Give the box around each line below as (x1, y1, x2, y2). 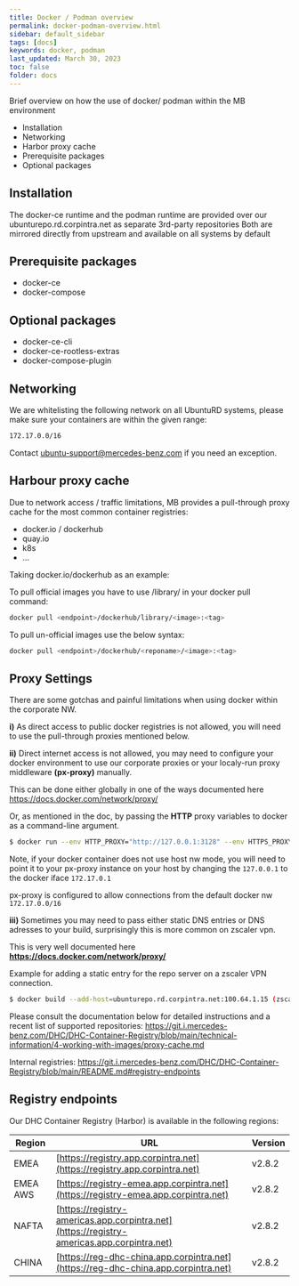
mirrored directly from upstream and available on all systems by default (9, 228, 271, 239)
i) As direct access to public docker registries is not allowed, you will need (9, 722, 282, 732)
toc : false (9, 63, 50, 72)
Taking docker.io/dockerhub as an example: (9, 569, 170, 579)
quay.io (21, 533, 50, 544)
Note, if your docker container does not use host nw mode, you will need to (9, 853, 287, 864)
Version (251, 1136, 286, 1149)
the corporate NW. (9, 704, 77, 715)
